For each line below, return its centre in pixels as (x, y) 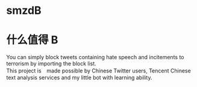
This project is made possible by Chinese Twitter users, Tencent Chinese (98, 71)
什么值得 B (32, 40)
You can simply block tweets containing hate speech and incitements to (95, 57)
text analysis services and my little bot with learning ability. (79, 78)
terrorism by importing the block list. (51, 63)
